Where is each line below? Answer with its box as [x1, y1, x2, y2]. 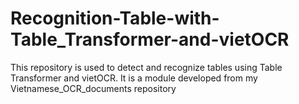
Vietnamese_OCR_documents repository [10, 82, 177, 94]
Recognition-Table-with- [10, 7, 220, 30]
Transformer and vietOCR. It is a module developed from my [10, 72, 258, 84]
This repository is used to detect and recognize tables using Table [10, 61, 283, 73]
